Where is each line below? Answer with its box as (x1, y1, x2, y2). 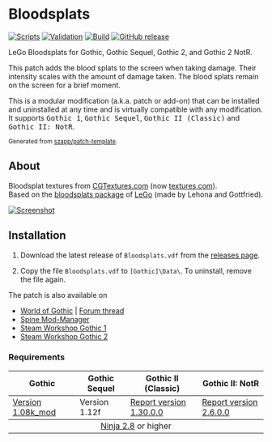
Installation (8, 228, 66, 243)
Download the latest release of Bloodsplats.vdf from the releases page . (19, 250, 261, 260)
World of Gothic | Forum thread (19, 305, 125, 316)
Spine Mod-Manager (19, 314, 90, 324)
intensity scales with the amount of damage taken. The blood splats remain (8, 71, 259, 81)
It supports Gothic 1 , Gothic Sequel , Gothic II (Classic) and (8, 113, 240, 122)
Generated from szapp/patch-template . (8, 137, 118, 146)
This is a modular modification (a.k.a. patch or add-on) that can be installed (8, 96, 261, 105)
